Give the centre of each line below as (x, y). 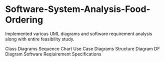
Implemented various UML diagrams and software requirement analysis (79, 33)
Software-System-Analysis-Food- (78, 9)
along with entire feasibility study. (40, 39)
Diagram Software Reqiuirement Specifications (53, 54)
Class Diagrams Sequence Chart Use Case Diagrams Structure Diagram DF (82, 48)
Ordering (24, 20)
